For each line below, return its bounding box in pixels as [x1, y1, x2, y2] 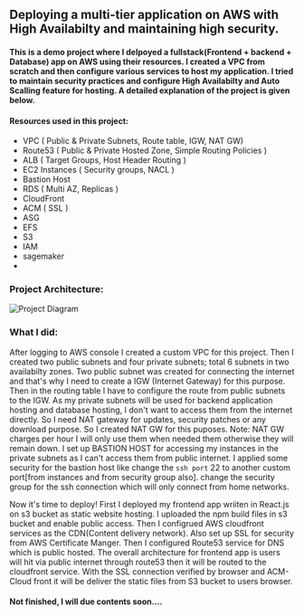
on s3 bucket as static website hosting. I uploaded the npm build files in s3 [9, 508, 288, 519]
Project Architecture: [9, 283, 104, 296]
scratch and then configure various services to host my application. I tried [9, 65, 294, 76]
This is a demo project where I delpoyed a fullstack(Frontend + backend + [9, 46, 292, 57]
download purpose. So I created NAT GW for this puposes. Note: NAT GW [9, 423, 285, 434]
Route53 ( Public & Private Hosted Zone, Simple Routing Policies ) [22, 145, 268, 156]
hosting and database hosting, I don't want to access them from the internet [9, 404, 293, 415]
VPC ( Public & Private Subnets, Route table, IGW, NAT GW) [22, 136, 244, 147]
